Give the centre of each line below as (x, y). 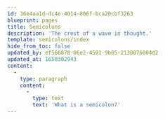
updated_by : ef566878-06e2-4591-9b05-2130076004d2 (83, 53)
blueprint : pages (33, 20)
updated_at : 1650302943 (42, 59)
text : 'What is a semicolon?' (77, 105)
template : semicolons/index (48, 40)
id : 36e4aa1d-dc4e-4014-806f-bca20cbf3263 (70, 14)
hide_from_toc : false (39, 46)
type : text (48, 99)
